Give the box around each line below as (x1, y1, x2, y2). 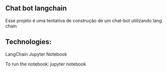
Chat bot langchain (5, 4, 67, 13)
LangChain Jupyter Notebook (5, 51, 67, 57)
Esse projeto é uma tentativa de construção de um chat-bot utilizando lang (5, 17, 162, 23)
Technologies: (5, 38, 52, 46)
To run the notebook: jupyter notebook (5, 61, 87, 67)
